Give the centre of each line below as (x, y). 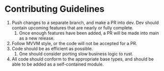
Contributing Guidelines (55, 9)
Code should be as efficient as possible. (52, 48)
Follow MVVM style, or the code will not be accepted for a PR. (74, 43)
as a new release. (37, 38)
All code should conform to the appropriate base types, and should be (83, 59)
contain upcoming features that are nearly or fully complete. (72, 27)
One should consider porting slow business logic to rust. (76, 54)
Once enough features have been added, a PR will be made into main (89, 33)
